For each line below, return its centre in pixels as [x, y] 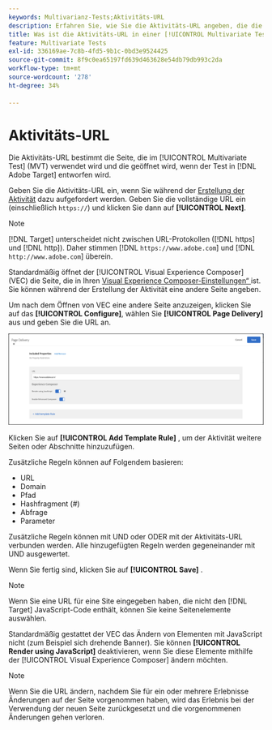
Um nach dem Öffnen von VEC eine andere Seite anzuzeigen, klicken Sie [130, 305]
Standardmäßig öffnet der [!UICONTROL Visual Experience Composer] [126, 273]
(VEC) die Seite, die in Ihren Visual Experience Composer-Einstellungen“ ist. [135, 281]
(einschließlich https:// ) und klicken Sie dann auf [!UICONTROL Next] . [127, 208]
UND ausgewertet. [39, 554]
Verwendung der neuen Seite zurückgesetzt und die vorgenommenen [125, 709]
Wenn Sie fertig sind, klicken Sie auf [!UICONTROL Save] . [106, 570]
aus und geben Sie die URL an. [60, 322]
